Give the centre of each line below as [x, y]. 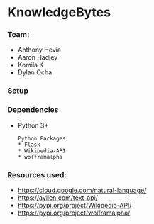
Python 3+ [33, 125]
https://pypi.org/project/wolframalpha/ [74, 213]
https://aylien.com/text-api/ [57, 198]
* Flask [29, 145]
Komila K [31, 65]
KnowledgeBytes [59, 12]
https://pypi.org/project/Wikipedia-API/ [75, 205]
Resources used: [37, 174]
